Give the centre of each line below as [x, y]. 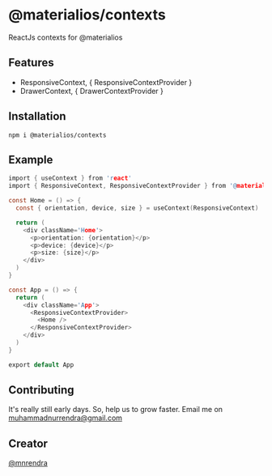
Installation [37, 116]
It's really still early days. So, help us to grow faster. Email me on [116, 410]
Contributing [41, 390]
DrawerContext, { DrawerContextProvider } [92, 91]
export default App [41, 365]
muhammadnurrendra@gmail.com [66, 418]
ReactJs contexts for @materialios [66, 37]
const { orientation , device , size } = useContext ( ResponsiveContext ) [137, 208]
